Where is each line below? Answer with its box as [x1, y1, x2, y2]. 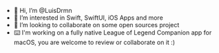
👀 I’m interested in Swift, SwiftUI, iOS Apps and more [13, 14, 163, 22]
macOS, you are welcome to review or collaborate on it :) [13, 38, 176, 46]
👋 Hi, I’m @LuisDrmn [13, 7, 72, 14]
